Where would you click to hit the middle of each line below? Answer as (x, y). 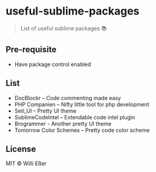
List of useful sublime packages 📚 (63, 28)
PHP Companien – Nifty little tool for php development (82, 104)
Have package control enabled (53, 64)
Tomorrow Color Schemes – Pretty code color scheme (82, 130)
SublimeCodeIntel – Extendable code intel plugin (75, 117)
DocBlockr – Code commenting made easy (68, 98)
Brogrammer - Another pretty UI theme (63, 124)
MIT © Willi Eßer (26, 164)
